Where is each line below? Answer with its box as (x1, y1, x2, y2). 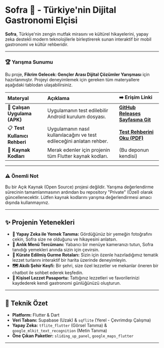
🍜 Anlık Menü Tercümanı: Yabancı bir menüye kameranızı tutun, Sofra (12, 242, 154, 248)
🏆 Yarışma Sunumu (5, 58, 53, 65)
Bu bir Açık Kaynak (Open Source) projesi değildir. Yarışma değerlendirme (5, 184, 154, 190)
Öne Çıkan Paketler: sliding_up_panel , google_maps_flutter (12, 333, 134, 339)
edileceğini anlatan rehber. (47, 137, 108, 144)
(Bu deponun (119, 147, 149, 153)
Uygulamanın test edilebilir (47, 107, 108, 114)
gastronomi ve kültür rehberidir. (5, 41, 68, 47)
